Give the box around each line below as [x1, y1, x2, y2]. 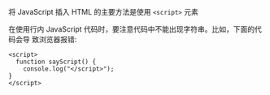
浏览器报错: [38, 35, 77, 44]
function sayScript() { [15, 58, 96, 66]
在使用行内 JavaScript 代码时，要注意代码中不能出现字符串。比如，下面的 [8, 24, 255, 34]
